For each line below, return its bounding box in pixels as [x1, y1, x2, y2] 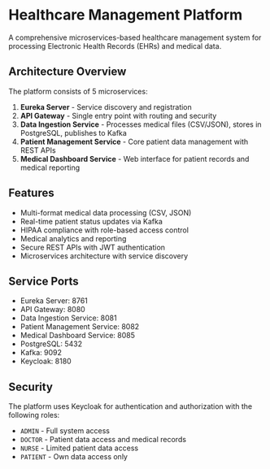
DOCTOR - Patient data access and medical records [20, 435, 187, 445]
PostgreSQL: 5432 [20, 339, 83, 349]
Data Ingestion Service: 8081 [20, 313, 117, 323]
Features [8, 186, 54, 200]
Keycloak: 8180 [20, 356, 72, 367]
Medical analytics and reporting [20, 233, 127, 243]
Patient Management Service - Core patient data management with [20, 137, 249, 146]
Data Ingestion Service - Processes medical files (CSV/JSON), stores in [20, 119, 262, 129]
